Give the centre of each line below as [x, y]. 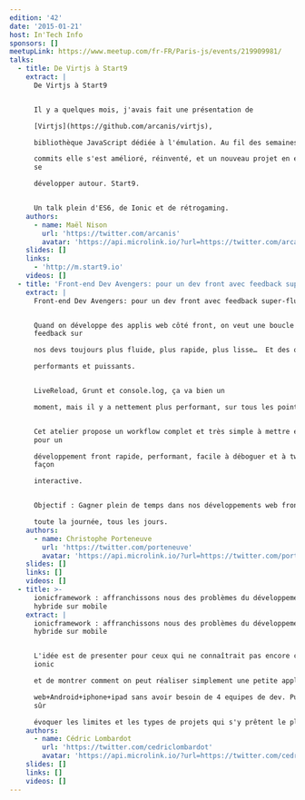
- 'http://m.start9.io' [79, 267]
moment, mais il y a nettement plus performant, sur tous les [153, 407]
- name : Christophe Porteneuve [93, 538]
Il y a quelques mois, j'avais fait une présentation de [143, 110]
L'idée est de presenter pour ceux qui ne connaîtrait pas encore [162, 656]
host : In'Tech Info [46, 35]
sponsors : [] [34, 43]
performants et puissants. [84, 367]
